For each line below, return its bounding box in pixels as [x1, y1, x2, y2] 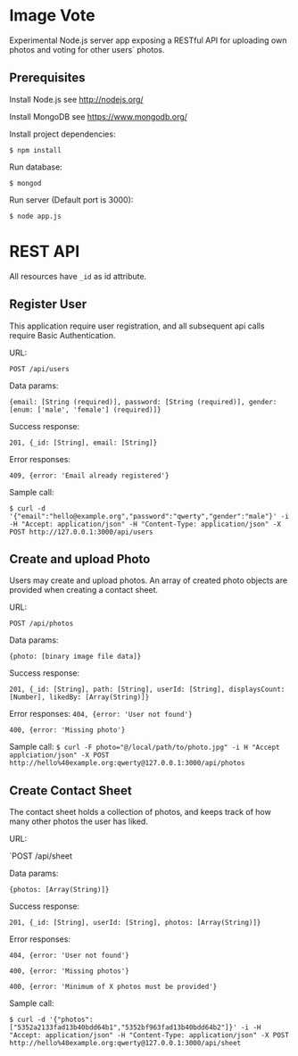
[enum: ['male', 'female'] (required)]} [9, 405, 162, 414]
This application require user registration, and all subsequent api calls [9, 320, 265, 331]
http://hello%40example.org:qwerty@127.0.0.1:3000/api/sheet [9, 1039, 242, 1048]
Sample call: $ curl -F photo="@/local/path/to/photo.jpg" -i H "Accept [9, 742, 280, 753]
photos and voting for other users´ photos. [9, 44, 165, 54]
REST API [9, 241, 80, 262]
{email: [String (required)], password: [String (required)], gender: [9, 397, 277, 406]
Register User [9, 296, 87, 312]
